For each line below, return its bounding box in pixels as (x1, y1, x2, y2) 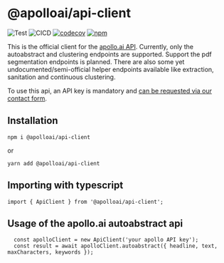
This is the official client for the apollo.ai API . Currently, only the (7, 42, 194, 51)
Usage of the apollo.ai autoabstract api (7, 217, 183, 230)
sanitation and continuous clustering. (7, 73, 116, 81)
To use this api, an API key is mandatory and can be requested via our (7, 86, 212, 95)
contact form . (7, 94, 48, 103)
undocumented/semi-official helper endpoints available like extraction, (7, 65, 215, 73)
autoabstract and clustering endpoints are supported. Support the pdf (7, 50, 212, 58)
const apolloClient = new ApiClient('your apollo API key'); (14, 237, 199, 244)
